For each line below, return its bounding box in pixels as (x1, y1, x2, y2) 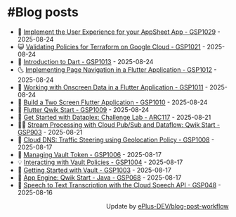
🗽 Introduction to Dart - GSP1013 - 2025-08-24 (17, 57, 154, 66)
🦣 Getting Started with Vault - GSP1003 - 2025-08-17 (17, 166, 172, 174)
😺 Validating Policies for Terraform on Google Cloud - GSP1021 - (17, 42, 206, 51)
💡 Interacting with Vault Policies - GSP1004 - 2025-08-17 (17, 158, 183, 166)
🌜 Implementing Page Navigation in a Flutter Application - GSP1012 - (17, 65, 217, 74)
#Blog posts (7, 4, 79, 20)
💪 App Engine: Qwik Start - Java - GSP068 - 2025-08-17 (17, 173, 182, 182)
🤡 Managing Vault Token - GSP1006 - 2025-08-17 (17, 150, 162, 159)
